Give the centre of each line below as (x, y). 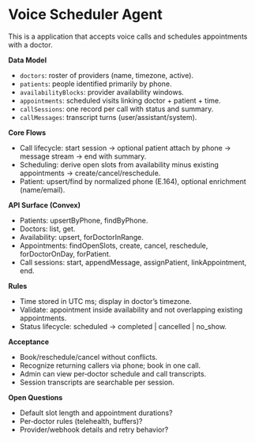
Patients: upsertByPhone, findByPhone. (84, 220)
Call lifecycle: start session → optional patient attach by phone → (125, 148)
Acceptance (29, 342)
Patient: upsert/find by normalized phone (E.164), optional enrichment (133, 181)
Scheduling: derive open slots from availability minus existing (119, 164)
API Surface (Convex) (45, 205)
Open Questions (36, 397)
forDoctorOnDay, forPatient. (65, 253)
